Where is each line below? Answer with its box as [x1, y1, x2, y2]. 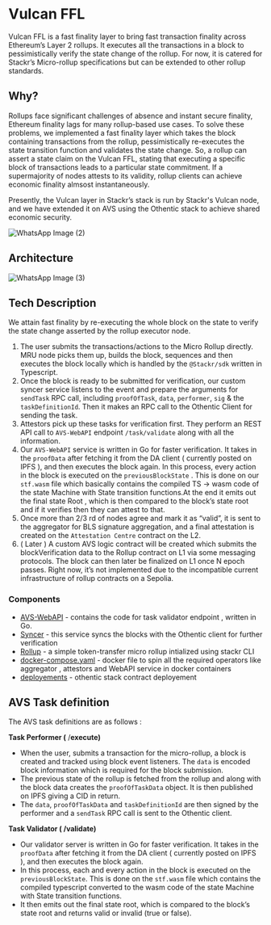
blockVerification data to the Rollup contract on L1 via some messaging [19, 548, 256, 557]
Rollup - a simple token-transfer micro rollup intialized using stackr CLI [19, 646, 255, 656]
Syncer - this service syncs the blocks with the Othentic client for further [19, 629, 263, 639]
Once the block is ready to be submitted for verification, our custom [19, 376, 246, 386]
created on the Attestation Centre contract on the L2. [19, 531, 202, 540]
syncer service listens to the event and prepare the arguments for [19, 385, 239, 394]
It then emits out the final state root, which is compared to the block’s [19, 900, 250, 910]
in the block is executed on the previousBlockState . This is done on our [19, 470, 260, 481]
